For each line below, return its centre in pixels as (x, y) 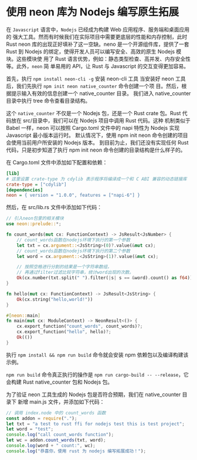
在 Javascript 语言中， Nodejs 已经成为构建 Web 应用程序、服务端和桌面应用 (98, 29)
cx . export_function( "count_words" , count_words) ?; (80, 327)
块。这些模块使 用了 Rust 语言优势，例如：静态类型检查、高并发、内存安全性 (98, 59)
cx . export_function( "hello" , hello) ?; (64, 332)
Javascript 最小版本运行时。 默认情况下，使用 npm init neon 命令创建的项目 (97, 135)
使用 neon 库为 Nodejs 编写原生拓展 (93, 12)
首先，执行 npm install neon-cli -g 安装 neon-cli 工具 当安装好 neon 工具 (96, 78)
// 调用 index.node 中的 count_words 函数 (56, 413)
